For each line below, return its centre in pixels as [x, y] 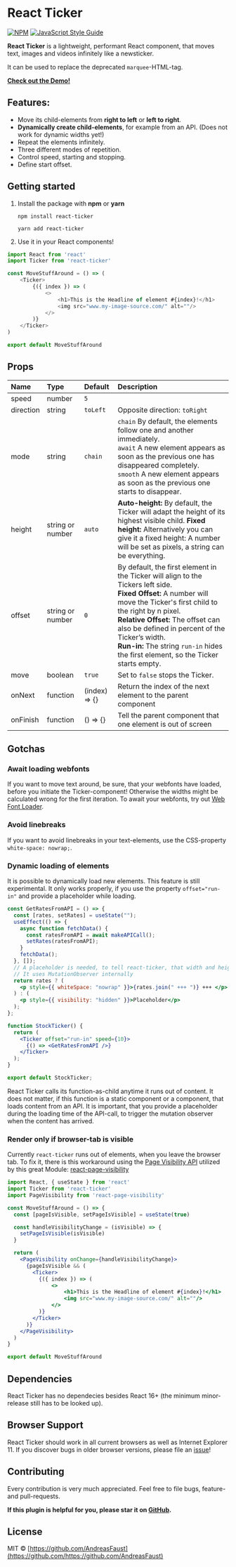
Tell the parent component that [168, 715]
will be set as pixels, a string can [171, 547]
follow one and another [156, 430]
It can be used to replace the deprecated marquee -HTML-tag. [95, 67]
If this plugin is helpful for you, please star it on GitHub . [90, 1509]
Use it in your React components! [66, 242]
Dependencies [40, 1378]
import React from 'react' [47, 254]
